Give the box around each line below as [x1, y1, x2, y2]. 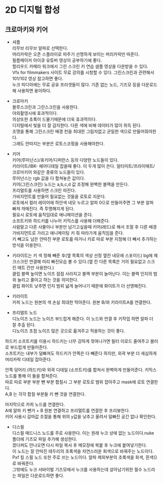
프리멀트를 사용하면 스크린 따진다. [12, 188, 76, 193]
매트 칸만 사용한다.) [17, 265, 54, 270]
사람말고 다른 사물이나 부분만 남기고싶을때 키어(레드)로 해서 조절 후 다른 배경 [12, 224, 157, 230]
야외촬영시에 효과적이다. [12, 110, 58, 116]
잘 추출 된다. [12, 322, 36, 327]
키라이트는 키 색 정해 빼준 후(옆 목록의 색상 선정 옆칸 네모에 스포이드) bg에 [12, 252, 153, 258]
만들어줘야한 [132, 128, 157, 134]
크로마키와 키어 [5, 25, 48, 34]
